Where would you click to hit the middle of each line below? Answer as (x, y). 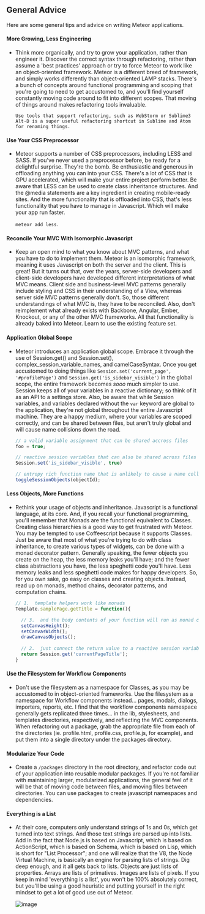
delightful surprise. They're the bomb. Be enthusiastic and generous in (104, 167)
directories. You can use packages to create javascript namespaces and (106, 793)
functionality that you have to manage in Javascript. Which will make (102, 206)
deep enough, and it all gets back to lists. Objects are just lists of (97, 866)
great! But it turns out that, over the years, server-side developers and (103, 272)
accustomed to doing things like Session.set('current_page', (93, 371)
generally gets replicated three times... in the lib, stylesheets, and (98, 714)
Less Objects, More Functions (45, 493)
